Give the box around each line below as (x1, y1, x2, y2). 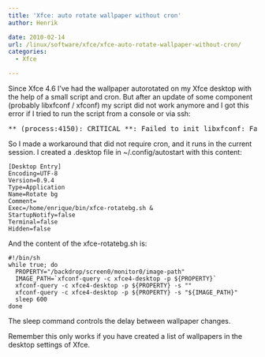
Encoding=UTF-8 (8, 170, 58, 178)
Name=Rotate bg (8, 190, 58, 198)
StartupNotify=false (8, 211, 77, 219)
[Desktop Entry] (8, 163, 62, 171)
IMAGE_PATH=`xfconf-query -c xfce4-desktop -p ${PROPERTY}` (15, 275, 217, 283)
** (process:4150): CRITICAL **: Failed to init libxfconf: (8, 124, 246, 133)
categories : (8, 48, 47, 56)
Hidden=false (8, 225, 51, 233)
